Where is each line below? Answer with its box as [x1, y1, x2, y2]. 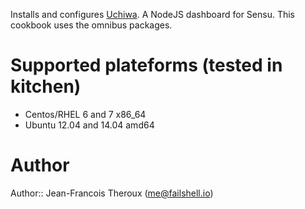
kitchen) [10, 75, 82, 98]
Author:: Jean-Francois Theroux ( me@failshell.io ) [10, 187, 214, 199]
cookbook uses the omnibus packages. [10, 19, 173, 31]
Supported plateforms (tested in [10, 54, 283, 77]
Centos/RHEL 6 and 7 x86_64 [24, 108, 147, 120]
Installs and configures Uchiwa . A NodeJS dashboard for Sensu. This [10, 9, 296, 20]
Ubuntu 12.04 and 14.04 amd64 [24, 119, 155, 131]
